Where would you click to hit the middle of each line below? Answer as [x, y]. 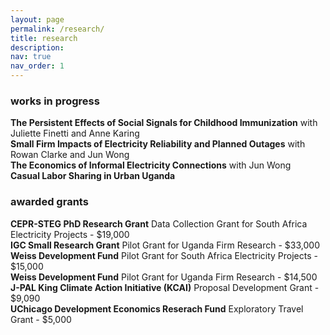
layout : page [37, 19]
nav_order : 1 [37, 66]
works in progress [55, 101]
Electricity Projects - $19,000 [70, 234]
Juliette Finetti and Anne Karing [75, 133]
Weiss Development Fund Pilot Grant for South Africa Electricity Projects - [164, 255]
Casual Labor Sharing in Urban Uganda [93, 176]
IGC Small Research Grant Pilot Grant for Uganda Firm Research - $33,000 [165, 245]
